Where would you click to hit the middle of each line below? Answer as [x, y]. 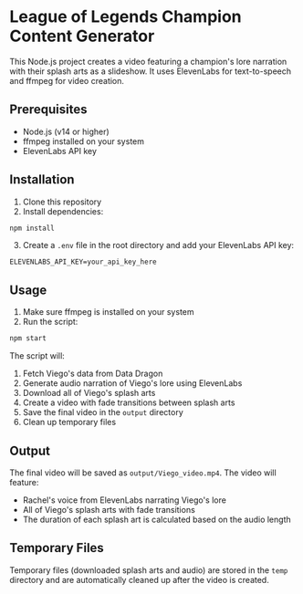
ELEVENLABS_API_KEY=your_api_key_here [83, 262]
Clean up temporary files [69, 422]
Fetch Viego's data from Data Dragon [93, 374]
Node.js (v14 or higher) [66, 131]
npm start [28, 339]
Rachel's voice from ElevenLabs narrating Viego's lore [124, 500]
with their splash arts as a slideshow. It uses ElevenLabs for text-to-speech [151, 71]
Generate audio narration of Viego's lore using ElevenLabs [132, 383]
